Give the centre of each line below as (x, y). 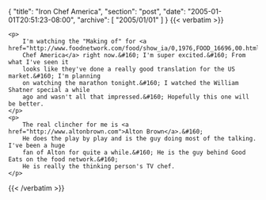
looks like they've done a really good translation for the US (129, 69)
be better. (26, 104)
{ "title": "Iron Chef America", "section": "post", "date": (97, 12)
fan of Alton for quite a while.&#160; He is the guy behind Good (134, 152)
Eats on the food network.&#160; (63, 160)
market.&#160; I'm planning (55, 76)
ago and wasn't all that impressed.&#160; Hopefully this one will (136, 97)
